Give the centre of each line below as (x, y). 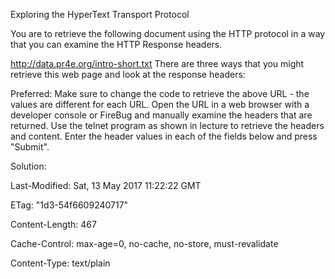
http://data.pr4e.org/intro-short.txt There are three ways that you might (157, 63)
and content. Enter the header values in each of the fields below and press (164, 136)
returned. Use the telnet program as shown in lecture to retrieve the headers (167, 125)
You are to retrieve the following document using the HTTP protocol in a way (168, 33)
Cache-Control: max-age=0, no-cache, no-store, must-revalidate (144, 243)
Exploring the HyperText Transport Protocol (100, 14)
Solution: (28, 166)
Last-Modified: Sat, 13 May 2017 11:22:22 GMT (106, 185)
